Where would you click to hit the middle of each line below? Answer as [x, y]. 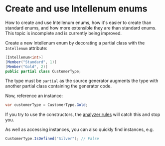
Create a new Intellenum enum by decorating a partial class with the [75, 42]
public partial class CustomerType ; [43, 71]
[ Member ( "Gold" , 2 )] [27, 66]
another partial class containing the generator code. [59, 86]
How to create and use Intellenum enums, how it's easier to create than [78, 22]
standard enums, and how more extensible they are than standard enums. [81, 27]
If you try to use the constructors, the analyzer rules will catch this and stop [83, 114]
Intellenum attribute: [26, 48]
